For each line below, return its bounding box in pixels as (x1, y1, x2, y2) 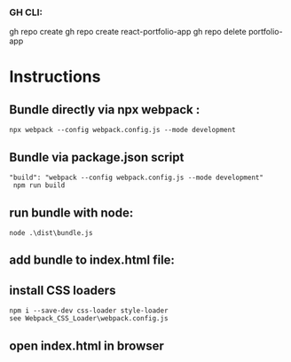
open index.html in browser (9, 338, 164, 353)
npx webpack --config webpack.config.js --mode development (9, 126, 237, 135)
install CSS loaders (9, 282, 116, 298)
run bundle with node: (9, 205, 134, 220)
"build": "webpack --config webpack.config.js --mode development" (9, 173, 264, 183)
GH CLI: (9, 6, 43, 19)
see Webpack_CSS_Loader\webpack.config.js (9, 314, 169, 323)
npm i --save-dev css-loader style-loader (9, 306, 169, 316)
